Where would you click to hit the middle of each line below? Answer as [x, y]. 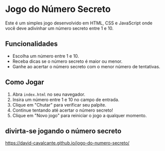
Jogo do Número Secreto [58, 9]
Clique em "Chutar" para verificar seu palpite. [59, 105]
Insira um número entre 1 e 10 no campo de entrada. [66, 99]
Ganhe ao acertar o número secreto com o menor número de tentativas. [86, 66]
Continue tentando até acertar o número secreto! [63, 110]
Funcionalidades [32, 44]
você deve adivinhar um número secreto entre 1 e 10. [59, 28]
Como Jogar [25, 82]
